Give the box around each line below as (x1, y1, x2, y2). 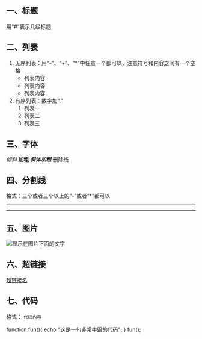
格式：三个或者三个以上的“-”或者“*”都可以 (6, 192, 111, 200)
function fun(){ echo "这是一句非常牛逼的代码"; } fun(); (6, 326, 141, 333)
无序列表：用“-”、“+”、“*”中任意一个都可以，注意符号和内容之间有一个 (14, 59, 191, 66)
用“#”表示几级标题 (6, 23, 52, 30)
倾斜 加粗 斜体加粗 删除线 (6, 156, 69, 163)
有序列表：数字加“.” (14, 97, 63, 104)
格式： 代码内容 (6, 313, 42, 320)
